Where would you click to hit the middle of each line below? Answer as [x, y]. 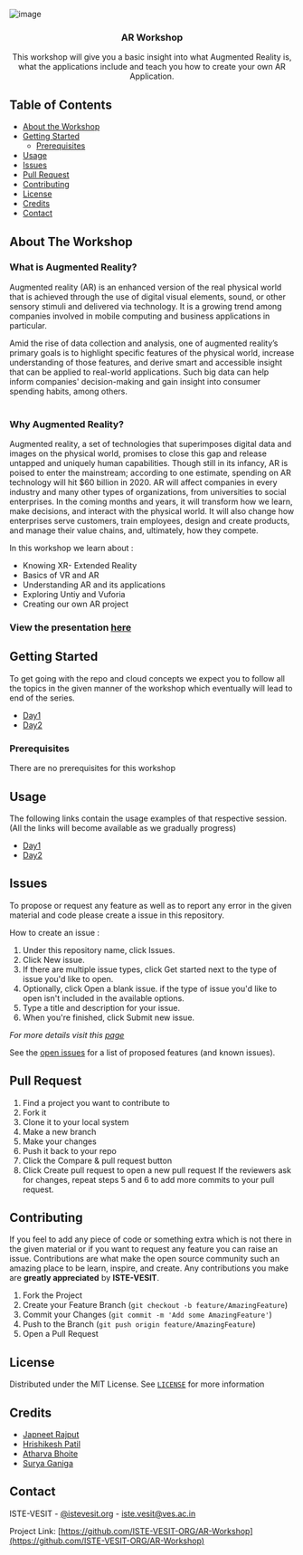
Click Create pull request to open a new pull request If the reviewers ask [157, 1170]
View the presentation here [71, 627]
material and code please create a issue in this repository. [117, 915]
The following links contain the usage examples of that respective [132, 818]
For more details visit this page [67, 1035]
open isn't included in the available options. [104, 998]
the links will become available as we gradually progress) [130, 827]
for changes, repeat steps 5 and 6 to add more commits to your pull [148, 1179]
